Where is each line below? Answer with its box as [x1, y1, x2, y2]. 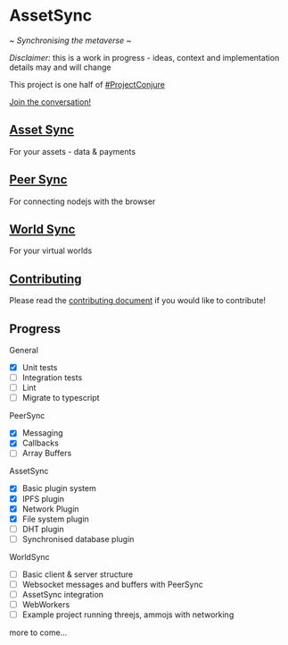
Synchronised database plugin [21, 533, 135, 544]
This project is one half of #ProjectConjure [9, 79, 165, 89]
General [9, 345, 38, 355]
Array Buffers [21, 448, 72, 459]
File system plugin [21, 513, 89, 524]
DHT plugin [21, 523, 64, 534]
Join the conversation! [9, 96, 92, 107]
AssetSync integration [21, 589, 104, 599]
